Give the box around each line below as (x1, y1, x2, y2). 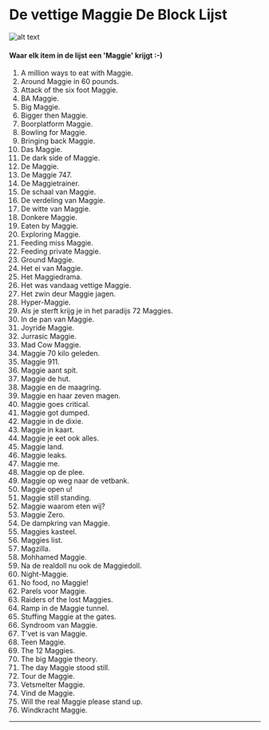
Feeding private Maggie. (20, 246, 101, 257)
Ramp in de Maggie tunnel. (20, 604, 109, 613)
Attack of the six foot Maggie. (20, 86, 119, 95)
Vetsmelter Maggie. (20, 680, 85, 689)
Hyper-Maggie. (20, 297, 71, 307)
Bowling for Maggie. (20, 128, 87, 138)
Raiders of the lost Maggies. (20, 595, 114, 604)
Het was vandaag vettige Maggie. (20, 281, 132, 290)
